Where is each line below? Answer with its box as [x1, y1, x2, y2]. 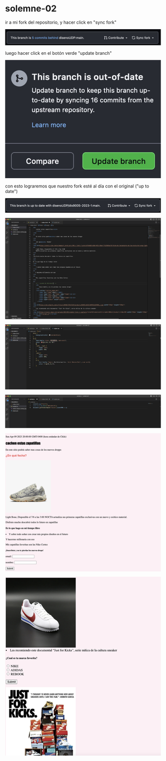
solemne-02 [5, 3, 57, 14]
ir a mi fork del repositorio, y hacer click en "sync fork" [5, 19, 117, 25]
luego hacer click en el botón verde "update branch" [5, 50, 112, 56]
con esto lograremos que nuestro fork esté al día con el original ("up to [5, 183, 149, 189]
